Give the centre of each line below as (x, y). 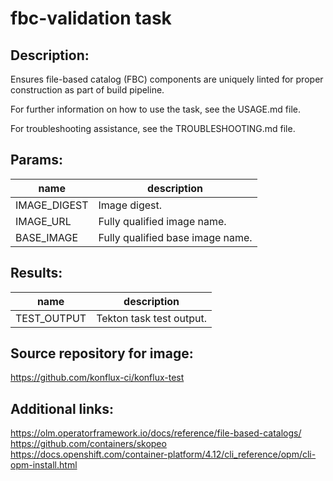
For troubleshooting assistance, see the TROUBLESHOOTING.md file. (153, 128)
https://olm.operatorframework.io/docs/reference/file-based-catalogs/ (156, 433)
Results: (36, 273)
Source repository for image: (102, 353)
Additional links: (62, 408)
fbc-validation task (91, 18)
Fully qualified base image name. (175, 237)
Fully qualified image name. (162, 221)
